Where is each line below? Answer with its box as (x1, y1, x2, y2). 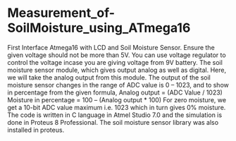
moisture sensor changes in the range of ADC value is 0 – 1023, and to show (7, 80, 229, 89)
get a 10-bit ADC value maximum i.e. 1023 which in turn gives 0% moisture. (7, 103, 226, 111)
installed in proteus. (7, 125, 65, 134)
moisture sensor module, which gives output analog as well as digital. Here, (7, 66, 227, 74)
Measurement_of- (7, 5, 115, 21)
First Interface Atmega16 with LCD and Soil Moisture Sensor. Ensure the (7, 43, 215, 51)
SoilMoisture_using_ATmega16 (7, 20, 191, 36)
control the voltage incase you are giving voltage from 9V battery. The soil (7, 58, 223, 66)
